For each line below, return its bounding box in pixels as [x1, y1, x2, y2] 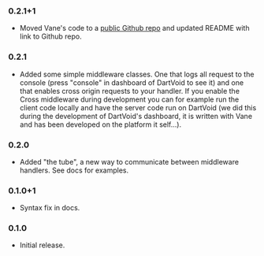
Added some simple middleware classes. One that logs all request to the [19, 69, 255, 79]
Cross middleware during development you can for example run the [19, 95, 240, 104]
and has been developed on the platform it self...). [19, 120, 182, 129]
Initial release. [19, 240, 65, 250]
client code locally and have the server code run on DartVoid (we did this [19, 102, 257, 112]
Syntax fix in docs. [19, 203, 80, 213]
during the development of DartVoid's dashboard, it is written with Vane [19, 111, 253, 121]
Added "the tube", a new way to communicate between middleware [19, 157, 239, 166]
